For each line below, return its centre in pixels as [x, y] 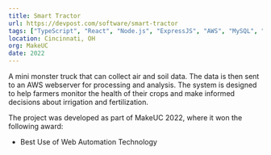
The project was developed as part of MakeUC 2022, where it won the [125, 117]
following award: [36, 126]
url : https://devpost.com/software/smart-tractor [94, 23]
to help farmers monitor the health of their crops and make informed [122, 93]
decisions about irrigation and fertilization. [79, 102]
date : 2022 [27, 53]
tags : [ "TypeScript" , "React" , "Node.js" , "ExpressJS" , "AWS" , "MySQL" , [133, 31]
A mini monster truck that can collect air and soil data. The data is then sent [134, 76]
